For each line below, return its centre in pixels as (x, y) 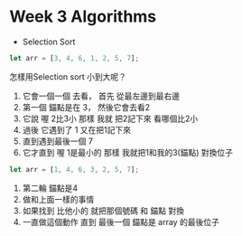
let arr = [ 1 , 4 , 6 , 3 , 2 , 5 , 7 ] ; (74, 169)
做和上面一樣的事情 (58, 199)
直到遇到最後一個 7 (57, 141)
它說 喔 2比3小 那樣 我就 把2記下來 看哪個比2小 (110, 118)
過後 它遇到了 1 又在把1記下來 (76, 129)
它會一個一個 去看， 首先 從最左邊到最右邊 (101, 96)
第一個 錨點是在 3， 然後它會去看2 (86, 107)
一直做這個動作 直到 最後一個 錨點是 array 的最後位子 (121, 222)
